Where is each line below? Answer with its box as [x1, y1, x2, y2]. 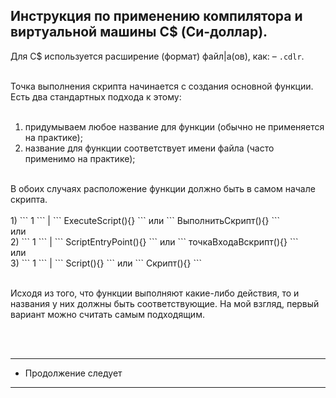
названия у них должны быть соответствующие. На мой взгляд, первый [10, 297, 320, 309]
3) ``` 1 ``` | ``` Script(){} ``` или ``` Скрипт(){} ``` [10, 257, 203, 269]
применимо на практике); [24, 152, 136, 164]
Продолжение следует [24, 367, 123, 379]
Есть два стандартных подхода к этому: [10, 90, 182, 103]
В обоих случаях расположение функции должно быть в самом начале [10, 182, 316, 194]
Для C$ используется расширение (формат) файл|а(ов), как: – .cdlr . [10, 50, 305, 62]
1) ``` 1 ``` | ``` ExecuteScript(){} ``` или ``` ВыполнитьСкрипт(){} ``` [10, 214, 281, 226]
